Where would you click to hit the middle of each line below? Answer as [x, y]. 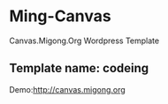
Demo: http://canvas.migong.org [67, 89]
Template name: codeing [79, 68]
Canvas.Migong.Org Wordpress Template [84, 41]
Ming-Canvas [61, 16]
